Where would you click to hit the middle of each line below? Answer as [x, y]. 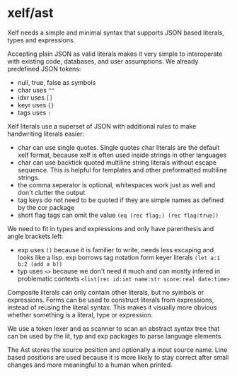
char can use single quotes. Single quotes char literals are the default [118, 147]
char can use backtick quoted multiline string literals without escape [117, 162]
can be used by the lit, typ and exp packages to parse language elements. [115, 336]
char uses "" [36, 90]
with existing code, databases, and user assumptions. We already [103, 61]
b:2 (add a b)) [40, 264]
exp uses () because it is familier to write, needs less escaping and [116, 249]
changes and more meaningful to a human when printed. [90, 365]
